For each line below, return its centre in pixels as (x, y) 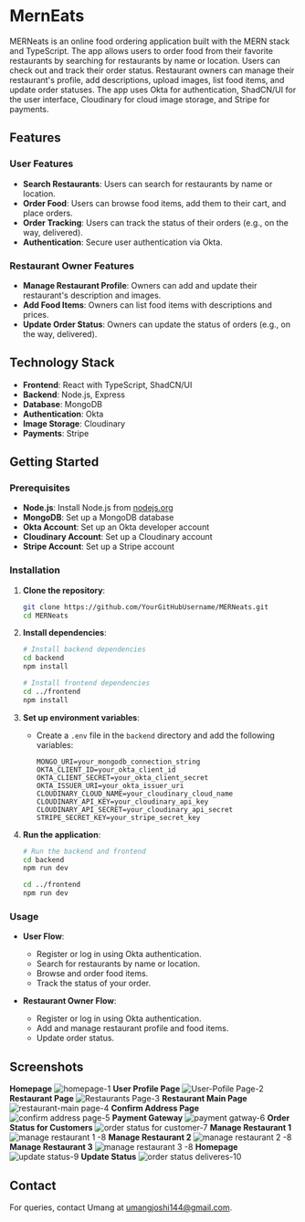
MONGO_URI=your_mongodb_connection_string (118, 762)
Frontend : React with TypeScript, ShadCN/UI (107, 385)
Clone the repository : (64, 590)
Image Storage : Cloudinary (74, 423)
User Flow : (43, 936)
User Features (42, 163)
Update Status (109, 1157)
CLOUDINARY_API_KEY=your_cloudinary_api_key (122, 801)
